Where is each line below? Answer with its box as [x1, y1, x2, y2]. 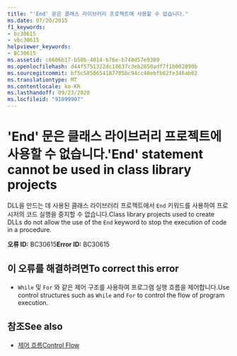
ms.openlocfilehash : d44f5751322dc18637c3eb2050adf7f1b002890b [7, 63, 198, 70]
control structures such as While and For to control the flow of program [17, 291, 225, 299]
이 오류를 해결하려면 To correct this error [7, 263, 179, 275]
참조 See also [7, 321, 63, 333]
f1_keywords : [7, 23, 46, 30]
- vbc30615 [7, 37, 40, 44]
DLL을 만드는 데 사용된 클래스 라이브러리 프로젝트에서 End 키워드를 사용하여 [7, 201, 216, 209]
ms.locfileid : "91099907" [7, 96, 83, 103]
